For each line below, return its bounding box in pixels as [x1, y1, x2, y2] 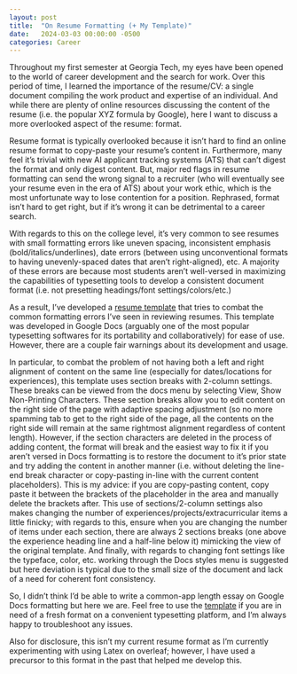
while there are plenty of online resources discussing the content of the [9, 99, 270, 111]
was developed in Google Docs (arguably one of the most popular [9, 321, 250, 332]
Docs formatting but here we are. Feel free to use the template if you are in [9, 600, 282, 611]
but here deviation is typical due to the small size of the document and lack [9, 564, 284, 575]
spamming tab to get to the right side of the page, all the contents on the [9, 413, 275, 424]
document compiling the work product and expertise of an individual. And [9, 90, 278, 101]
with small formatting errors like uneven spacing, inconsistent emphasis [9, 238, 271, 248]
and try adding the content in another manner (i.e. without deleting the [9, 460, 266, 471]
